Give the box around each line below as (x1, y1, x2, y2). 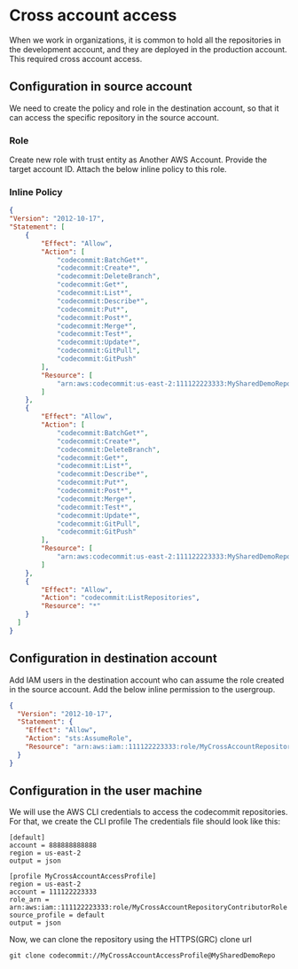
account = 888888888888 (9, 841, 98, 850)
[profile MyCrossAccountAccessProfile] (9, 872, 157, 881)
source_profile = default (9, 910, 105, 920)
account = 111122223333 (9, 887, 98, 896)
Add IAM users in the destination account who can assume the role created (9, 675, 285, 685)
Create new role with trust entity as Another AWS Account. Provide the (9, 154, 268, 165)
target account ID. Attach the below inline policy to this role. (9, 164, 228, 175)
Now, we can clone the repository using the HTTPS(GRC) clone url (9, 934, 253, 945)
